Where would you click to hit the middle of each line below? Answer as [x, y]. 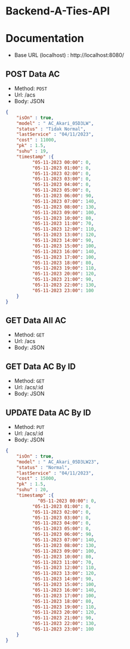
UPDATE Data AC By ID [49, 412]
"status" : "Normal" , [43, 467]
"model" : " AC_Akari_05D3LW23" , [58, 462]
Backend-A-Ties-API [58, 11]
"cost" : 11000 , [37, 140]
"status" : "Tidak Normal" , [51, 129]
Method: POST [31, 88]
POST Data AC [33, 74]
